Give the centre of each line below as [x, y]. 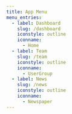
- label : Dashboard [36, 23]
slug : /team [32, 57]
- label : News [29, 79]
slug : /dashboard [39, 29]
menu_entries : [24, 17]
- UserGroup [37, 74]
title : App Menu [27, 12]
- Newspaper [37, 101]
